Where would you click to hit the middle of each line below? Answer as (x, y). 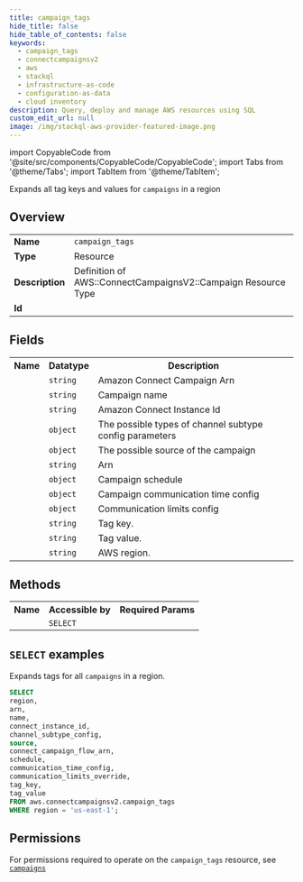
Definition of (100, 271)
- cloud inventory (52, 101)
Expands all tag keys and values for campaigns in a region (115, 189)
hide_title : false (44, 26)
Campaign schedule (140, 479)
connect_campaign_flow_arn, (62, 751)
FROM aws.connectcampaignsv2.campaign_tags (92, 802)
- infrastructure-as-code (66, 85)
